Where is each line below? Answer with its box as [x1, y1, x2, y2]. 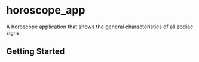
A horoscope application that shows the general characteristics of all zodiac [6, 23, 194, 30]
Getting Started [6, 47, 65, 57]
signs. [6, 29, 22, 36]
